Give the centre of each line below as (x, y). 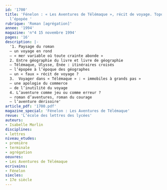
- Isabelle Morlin (24, 125)
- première (16, 143)
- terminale (17, 148)
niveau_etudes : (21, 139)
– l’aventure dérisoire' (35, 102)
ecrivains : (16, 166)
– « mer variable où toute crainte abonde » (56, 56)
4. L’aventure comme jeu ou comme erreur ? (55, 93)
